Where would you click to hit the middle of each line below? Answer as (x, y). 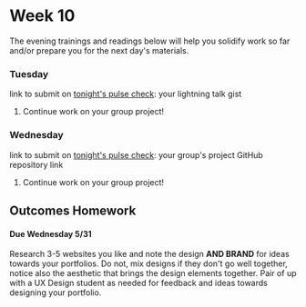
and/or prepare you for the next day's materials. (99, 50)
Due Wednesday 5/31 (51, 233)
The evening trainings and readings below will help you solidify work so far (150, 41)
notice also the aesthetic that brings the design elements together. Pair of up (153, 273)
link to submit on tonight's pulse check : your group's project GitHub (137, 154)
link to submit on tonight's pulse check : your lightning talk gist (126, 94)
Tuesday (29, 74)
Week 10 (42, 16)
